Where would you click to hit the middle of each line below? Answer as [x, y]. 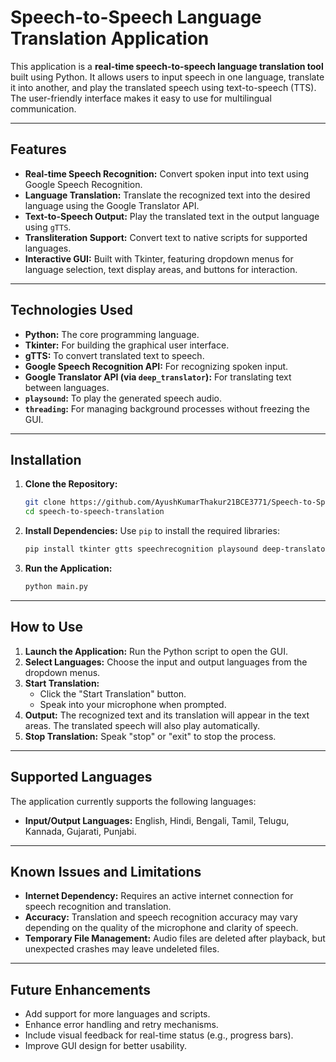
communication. [43, 108]
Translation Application [110, 38]
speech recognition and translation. [98, 907]
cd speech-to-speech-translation [94, 512]
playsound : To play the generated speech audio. [123, 398]
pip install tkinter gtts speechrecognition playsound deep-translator [177, 549]
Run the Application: [68, 568]
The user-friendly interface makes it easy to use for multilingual [141, 98]
